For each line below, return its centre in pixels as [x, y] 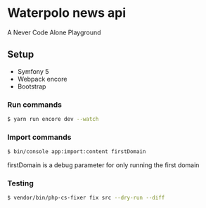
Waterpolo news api [67, 13]
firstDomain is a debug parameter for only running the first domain [103, 165]
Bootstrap [32, 86]
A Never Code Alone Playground [54, 32]
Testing [20, 183]
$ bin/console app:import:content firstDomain [77, 152]
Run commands [34, 105]
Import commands [39, 137]
